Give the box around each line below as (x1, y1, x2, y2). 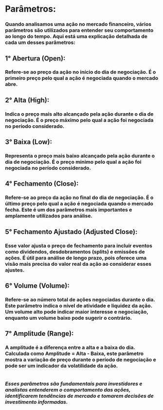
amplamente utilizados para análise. (5, 213, 92, 219)
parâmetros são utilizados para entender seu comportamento (5, 27, 154, 34)
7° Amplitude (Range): (5, 330, 74, 338)
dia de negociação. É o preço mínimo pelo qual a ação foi (5, 158, 142, 165)
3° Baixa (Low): (5, 138, 53, 146)
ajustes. (5, 267, 25, 273)
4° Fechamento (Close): (5, 179, 79, 188)
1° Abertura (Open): (5, 54, 66, 62)
